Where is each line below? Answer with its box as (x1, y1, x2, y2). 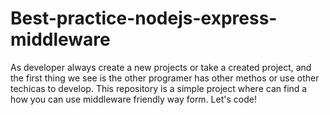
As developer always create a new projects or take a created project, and (10, 61, 312, 73)
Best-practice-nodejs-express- (10, 7, 278, 30)
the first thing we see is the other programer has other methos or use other (10, 72, 320, 84)
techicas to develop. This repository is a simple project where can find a (10, 82, 308, 94)
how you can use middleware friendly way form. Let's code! (10, 93, 257, 105)
